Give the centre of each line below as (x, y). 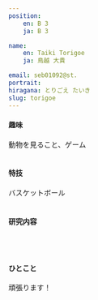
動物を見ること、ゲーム (47, 144)
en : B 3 (36, 24)
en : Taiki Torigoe (54, 54)
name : (17, 45)
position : (25, 16)
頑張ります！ (30, 288)
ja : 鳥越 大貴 (45, 61)
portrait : (25, 83)
